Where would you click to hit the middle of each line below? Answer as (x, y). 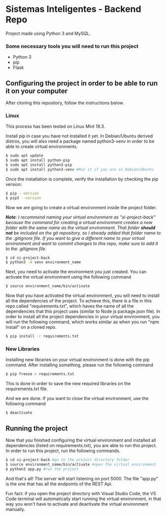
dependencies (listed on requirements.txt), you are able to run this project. (81, 445)
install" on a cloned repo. (31, 327)
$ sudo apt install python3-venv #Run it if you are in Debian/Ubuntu (80, 170)
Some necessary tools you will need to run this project (72, 46)
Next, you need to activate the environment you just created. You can (76, 272)
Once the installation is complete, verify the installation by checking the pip (82, 179)
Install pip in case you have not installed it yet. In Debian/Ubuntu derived (79, 136)
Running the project (37, 428)
